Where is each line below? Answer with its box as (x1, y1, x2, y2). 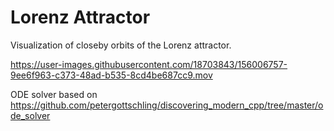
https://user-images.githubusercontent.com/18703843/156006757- (10, 58, 288, 70)
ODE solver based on (10, 88, 98, 100)
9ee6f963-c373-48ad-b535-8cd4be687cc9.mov (10, 69, 213, 81)
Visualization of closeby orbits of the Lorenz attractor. (10, 39, 232, 51)
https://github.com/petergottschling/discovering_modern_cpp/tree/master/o (10, 99, 324, 111)
